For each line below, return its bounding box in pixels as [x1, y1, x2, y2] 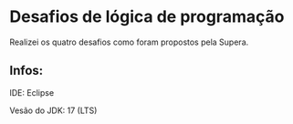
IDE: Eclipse [9, 87, 55, 98]
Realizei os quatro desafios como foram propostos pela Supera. [9, 36, 249, 47]
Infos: [9, 63, 44, 78]
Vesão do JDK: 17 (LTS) [9, 105, 98, 116]
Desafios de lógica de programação [9, 6, 285, 27]
